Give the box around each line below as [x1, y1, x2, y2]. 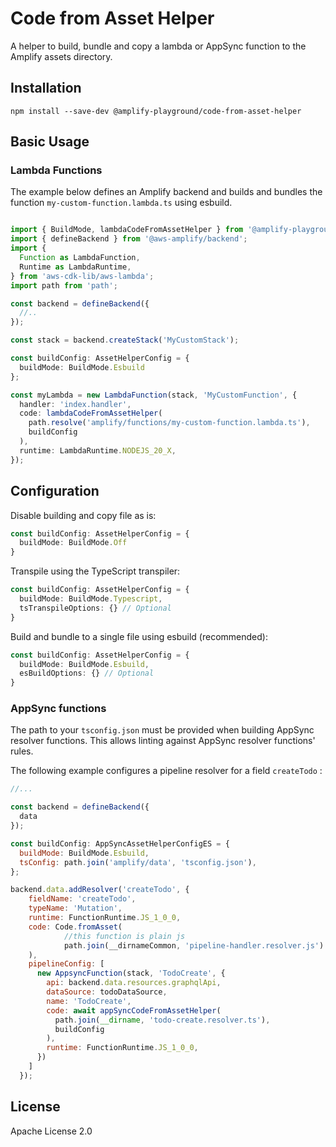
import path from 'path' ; [10, 280, 118, 291]
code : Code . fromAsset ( [28, 922, 123, 932]
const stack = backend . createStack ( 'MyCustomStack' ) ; [10, 335, 240, 346]
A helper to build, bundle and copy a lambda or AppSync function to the [10, 40, 307, 52]
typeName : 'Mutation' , [28, 903, 123, 914]
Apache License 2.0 [10, 1125, 93, 1137]
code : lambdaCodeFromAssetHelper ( [19, 408, 163, 419]
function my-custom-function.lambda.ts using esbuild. [10, 197, 233, 209]
